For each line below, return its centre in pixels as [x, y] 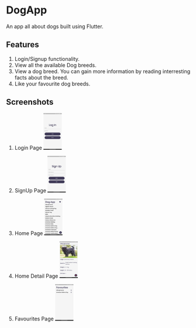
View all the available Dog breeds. [55, 65]
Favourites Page [34, 319]
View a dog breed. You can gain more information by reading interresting [102, 71]
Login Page [28, 147]
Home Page [29, 233]
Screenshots [30, 102]
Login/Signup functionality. [47, 58]
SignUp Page [30, 190]
